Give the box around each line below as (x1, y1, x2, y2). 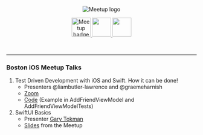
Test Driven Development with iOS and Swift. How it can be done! (14, 77, 178, 84)
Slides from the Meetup (24, 122, 83, 129)
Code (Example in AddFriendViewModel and (24, 96, 135, 104)
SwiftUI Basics (14, 109, 51, 116)
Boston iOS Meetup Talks (6, 63, 82, 72)
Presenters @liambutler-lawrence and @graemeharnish (24, 83, 163, 90)
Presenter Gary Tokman (24, 115, 83, 123)
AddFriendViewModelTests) (24, 102, 94, 110)
